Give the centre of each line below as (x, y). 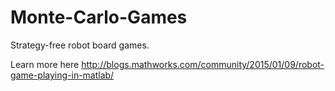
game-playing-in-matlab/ (62, 75)
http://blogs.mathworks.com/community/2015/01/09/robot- (203, 64)
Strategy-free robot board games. (80, 45)
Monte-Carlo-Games (99, 17)
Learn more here (45, 64)
